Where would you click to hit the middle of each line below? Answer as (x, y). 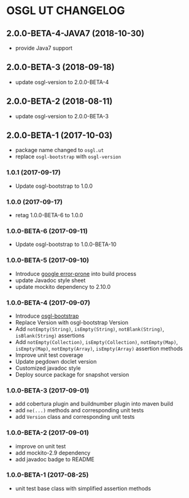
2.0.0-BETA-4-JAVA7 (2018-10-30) (75, 33)
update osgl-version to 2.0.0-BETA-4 (62, 82)
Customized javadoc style (48, 368)
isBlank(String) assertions (50, 335)
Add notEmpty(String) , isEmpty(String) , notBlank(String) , (90, 329)
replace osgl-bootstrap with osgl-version (68, 156)
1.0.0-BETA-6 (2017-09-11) (47, 231)
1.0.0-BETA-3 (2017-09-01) (48, 390)
